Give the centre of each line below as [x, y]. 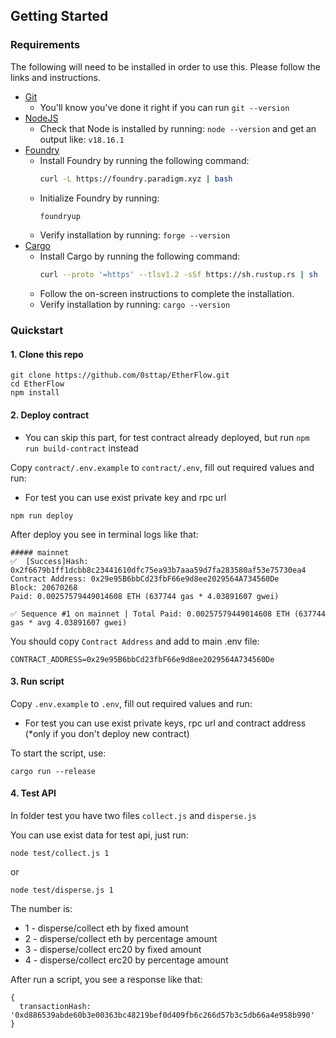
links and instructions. [55, 77]
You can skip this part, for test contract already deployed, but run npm [167, 437]
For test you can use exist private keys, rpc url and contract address [165, 723]
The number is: [41, 909]
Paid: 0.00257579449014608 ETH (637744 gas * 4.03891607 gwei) [145, 596]
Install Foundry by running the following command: [144, 160]
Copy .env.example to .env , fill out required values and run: [131, 703]
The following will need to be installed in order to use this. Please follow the [165, 66]
